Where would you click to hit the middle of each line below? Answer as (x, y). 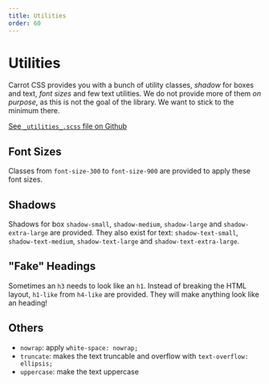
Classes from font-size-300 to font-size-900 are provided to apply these (130, 171)
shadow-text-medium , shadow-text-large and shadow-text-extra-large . (124, 241)
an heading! (28, 303)
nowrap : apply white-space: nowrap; (79, 347)
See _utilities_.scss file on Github (67, 126)
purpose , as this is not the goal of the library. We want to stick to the (121, 102)
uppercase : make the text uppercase (79, 371)
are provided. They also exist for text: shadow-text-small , (144, 233)
